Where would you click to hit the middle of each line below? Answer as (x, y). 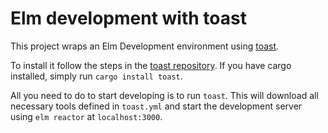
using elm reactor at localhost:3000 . (86, 116)
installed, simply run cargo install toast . (96, 76)
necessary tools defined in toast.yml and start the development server (156, 106)
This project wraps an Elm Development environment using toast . (145, 46)
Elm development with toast (128, 18)
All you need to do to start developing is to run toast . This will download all (164, 95)
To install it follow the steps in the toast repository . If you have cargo (151, 65)
